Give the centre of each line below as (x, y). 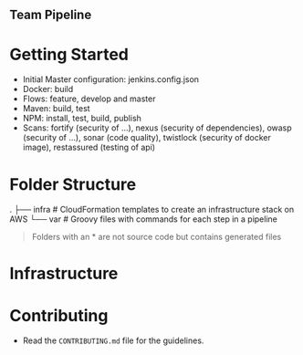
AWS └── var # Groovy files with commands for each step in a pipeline (144, 219)
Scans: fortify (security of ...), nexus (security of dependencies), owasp (157, 128)
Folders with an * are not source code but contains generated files (157, 237)
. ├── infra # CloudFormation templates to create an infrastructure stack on (152, 210)
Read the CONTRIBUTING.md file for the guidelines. (113, 340)
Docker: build (48, 89)
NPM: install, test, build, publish (82, 119)
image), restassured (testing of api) (89, 147)
